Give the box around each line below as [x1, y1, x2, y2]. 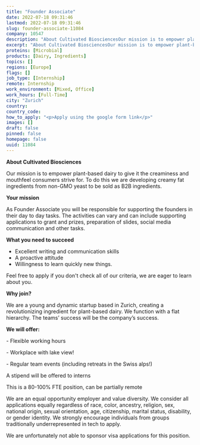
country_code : [6, 109, 42, 115]
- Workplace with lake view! [6, 348, 74, 356]
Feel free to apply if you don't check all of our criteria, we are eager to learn [6, 272, 192, 279]
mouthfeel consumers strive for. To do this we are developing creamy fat [6, 176, 185, 183]
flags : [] [6, 70, 31, 76]
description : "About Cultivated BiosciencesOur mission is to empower [6, 36, 185, 42]
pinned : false [6, 131, 42, 137]
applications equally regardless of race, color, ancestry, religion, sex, [6, 401, 175, 409]
